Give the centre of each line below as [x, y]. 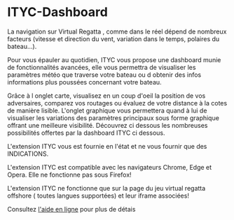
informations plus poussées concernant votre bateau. [85, 82]
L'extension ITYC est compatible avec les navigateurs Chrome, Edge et [110, 167]
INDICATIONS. [28, 154]
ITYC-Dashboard [58, 12]
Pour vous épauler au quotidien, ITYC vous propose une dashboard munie [114, 59]
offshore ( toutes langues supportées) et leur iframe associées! [98, 196]
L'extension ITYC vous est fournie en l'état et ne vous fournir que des [107, 146]
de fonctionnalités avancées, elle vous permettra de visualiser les [102, 67]
